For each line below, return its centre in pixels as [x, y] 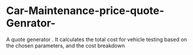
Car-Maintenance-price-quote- [85, 11]
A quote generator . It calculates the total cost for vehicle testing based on [97, 39]
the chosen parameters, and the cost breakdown [66, 46]
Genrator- [31, 23]
